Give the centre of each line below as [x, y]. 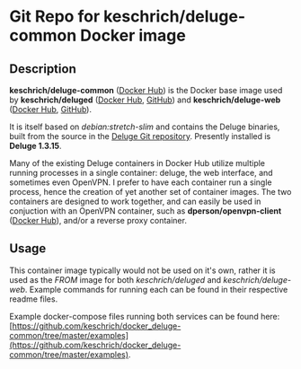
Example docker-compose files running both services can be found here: [145, 316]
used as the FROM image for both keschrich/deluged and [115, 279]
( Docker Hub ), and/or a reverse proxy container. [98, 220]
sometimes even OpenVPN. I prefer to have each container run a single [141, 182]
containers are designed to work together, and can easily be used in [135, 201]
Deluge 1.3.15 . [35, 146]
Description [43, 69]
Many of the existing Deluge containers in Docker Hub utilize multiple [137, 163]
